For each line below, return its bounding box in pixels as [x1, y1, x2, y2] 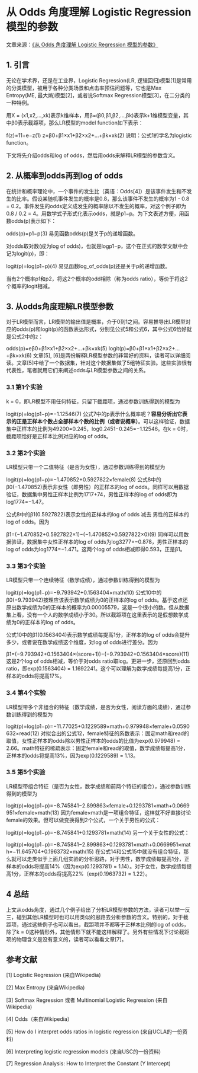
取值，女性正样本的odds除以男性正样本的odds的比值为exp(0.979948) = [6, 737, 181, 744]
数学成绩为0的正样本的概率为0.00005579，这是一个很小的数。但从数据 [16, 604, 190, 611]
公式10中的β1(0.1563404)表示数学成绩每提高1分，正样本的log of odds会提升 [6, 631, 190, 638]
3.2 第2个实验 [6, 449, 46, 457]
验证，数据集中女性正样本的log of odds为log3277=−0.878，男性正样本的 [11, 538, 189, 545]
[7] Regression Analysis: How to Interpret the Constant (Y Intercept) [6, 1060, 171, 1067]
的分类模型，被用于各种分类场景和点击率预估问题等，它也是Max [6, 84, 162, 91]
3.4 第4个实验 [6, 689, 46, 697]
